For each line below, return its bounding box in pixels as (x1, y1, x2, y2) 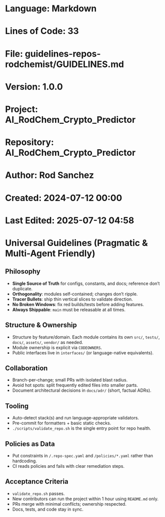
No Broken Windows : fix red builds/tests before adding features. (12, 301, 144, 307)
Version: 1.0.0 (5, 81, 63, 92)
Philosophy (5, 267, 41, 276)
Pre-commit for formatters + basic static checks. (12, 420, 111, 426)
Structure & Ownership (5, 321, 77, 329)
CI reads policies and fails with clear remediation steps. (12, 463, 125, 469)
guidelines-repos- (25, 48, 101, 59)
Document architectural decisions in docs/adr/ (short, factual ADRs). (12, 387, 152, 393)
